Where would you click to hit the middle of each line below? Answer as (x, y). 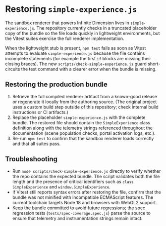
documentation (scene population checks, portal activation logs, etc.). (84, 133)
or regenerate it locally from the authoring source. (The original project (84, 102)
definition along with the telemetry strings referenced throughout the (82, 128)
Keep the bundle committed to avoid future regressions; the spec (79, 208)
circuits (13, 69)
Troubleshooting (31, 159)
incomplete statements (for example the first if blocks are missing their (78, 58)
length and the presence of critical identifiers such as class (73, 182)
